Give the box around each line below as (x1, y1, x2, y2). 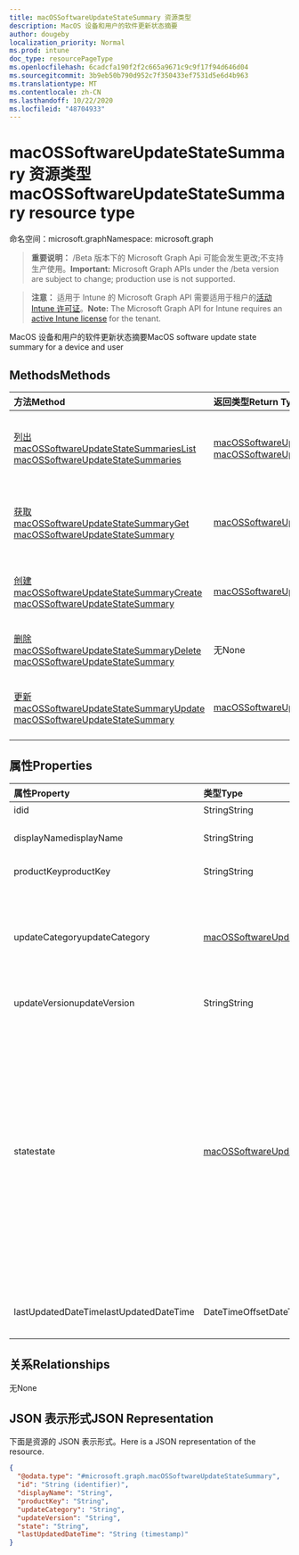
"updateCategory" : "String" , (17, 1505, 125, 1514)
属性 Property (13, 787, 70, 799)
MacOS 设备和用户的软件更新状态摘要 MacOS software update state (9, 332, 257, 343)
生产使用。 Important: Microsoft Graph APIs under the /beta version (30, 264, 279, 275)
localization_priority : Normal (9, 37, 125, 47)
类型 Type (203, 787, 243, 799)
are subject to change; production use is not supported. (30, 274, 236, 285)
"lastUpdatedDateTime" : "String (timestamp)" (17, 1530, 190, 1539)
